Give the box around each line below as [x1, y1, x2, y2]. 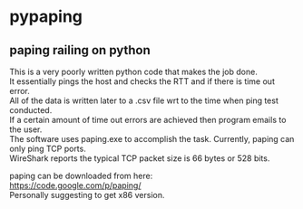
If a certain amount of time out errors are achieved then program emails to [9, 115, 287, 125]
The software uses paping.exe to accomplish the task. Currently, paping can [9, 134, 295, 144]
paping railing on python [9, 43, 151, 58]
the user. [9, 124, 43, 135]
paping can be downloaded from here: [9, 170, 153, 181]
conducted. [9, 105, 53, 115]
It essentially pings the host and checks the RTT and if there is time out [9, 76, 275, 87]
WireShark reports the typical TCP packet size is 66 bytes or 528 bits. [9, 153, 270, 164]
